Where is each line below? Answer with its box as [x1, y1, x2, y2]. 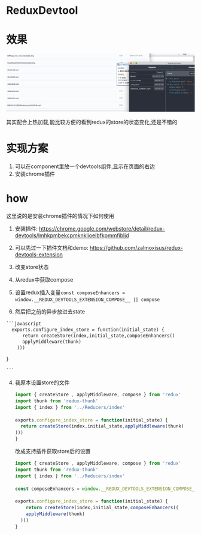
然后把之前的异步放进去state [14, 308, 86, 315]
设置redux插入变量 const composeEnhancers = [14, 289, 126, 296]
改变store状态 [14, 264, 49, 271]
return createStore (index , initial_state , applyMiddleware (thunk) [20, 423, 184, 429]
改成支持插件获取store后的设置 [14, 448, 91, 455]
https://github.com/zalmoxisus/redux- [89, 244, 184, 252]
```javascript [6, 321, 42, 327]
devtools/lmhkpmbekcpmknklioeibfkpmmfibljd [14, 232, 130, 239]
